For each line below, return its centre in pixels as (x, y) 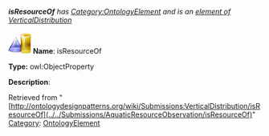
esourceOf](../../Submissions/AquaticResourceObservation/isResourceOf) (130, 114)
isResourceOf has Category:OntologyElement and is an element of (120, 12)
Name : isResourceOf (67, 51)
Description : (29, 82)
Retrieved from (33, 98)
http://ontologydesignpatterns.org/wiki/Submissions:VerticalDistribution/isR (136, 106)
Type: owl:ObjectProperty (51, 66)
